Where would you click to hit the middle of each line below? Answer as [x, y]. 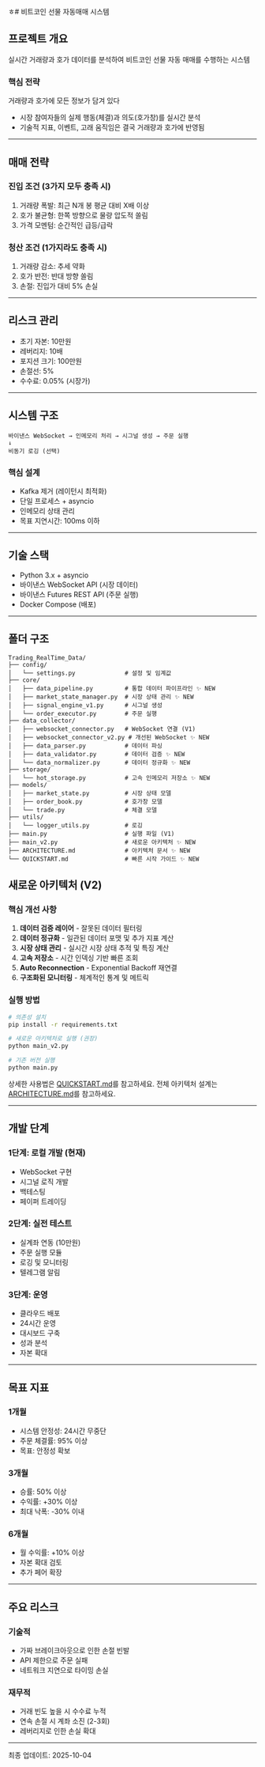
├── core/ [24, 680]
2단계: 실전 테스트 [40, 1224]
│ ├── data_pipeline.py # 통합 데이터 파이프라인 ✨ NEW [112, 688]
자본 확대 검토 [41, 1563]
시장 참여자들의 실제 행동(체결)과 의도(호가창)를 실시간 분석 [110, 118]
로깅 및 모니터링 [44, 1262]
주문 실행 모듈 [41, 1252]
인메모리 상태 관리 [47, 511]
